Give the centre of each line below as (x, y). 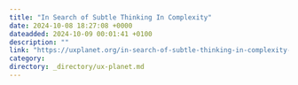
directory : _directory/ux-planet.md (77, 67)
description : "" (39, 42)
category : (27, 58)
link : (19, 50)
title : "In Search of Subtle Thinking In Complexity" (111, 17)
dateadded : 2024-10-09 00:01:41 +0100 (81, 34)
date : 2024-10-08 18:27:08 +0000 (71, 26)
